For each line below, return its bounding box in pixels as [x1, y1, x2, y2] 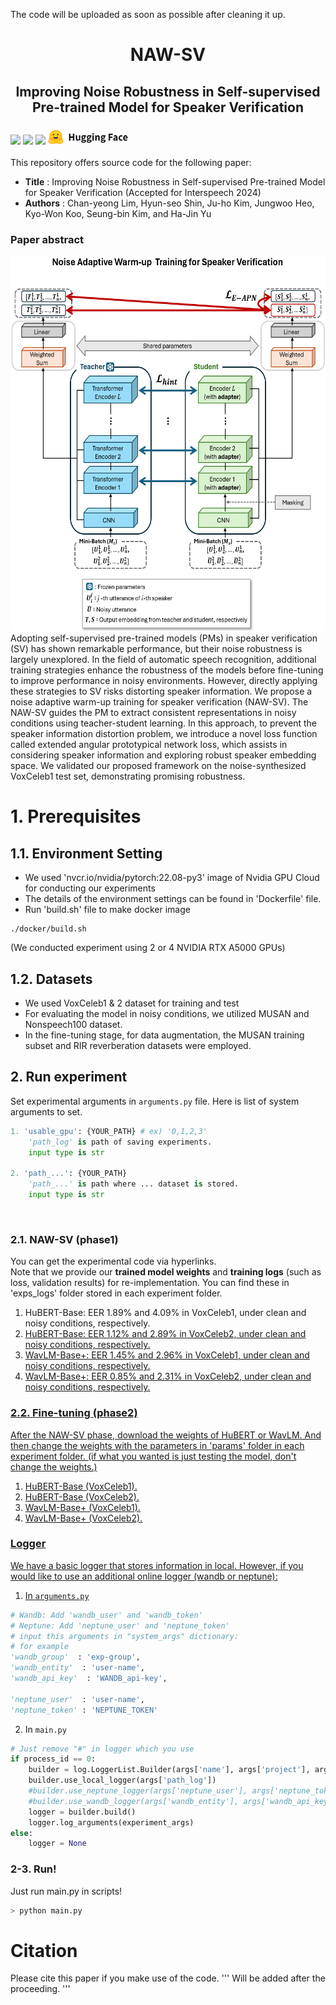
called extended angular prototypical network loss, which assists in [10, 739, 288, 751]
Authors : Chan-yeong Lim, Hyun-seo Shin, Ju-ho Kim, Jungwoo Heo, [24, 197, 315, 209]
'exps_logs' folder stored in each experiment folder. [10, 1287, 223, 1299]
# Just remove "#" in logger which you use [10, 1744, 195, 1754]
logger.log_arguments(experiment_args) [28, 1817, 195, 1828]
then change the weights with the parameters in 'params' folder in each [10, 1439, 305, 1451]
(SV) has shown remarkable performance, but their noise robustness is [10, 643, 303, 655]
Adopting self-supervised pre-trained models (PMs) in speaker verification [10, 632, 318, 644]
